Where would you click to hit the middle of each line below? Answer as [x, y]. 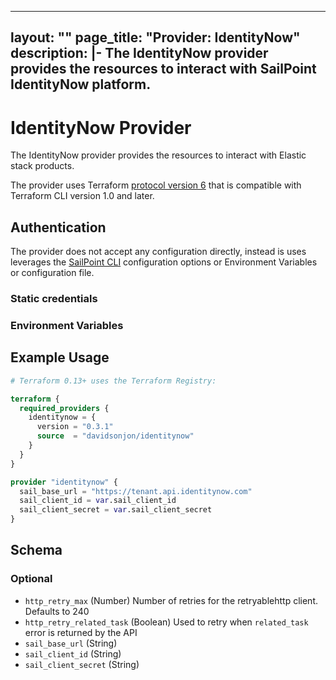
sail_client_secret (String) [82, 664]
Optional [31, 579]
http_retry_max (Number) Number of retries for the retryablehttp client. [171, 600]
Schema [36, 550]
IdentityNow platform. [81, 84]
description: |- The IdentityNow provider [139, 53]
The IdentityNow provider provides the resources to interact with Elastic [158, 155]
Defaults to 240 [57, 611]
